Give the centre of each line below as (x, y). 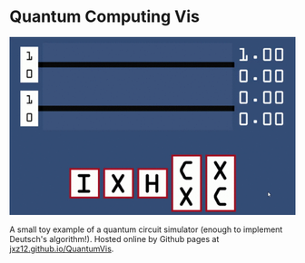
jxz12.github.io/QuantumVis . (62, 249)
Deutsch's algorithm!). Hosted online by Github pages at (114, 239)
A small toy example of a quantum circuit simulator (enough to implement (146, 229)
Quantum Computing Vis (105, 17)
